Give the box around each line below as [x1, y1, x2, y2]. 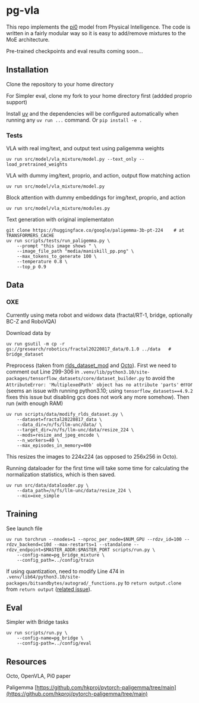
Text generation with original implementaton [6, 216, 114, 223]
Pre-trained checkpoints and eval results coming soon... [6, 47, 144, 54]
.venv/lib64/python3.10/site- [6, 574, 81, 580]
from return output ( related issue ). [6, 585, 92, 593]
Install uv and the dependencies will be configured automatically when [6, 110, 179, 117]
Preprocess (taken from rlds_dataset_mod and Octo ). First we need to [6, 362, 177, 369]
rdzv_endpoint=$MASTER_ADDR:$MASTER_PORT [6, 546, 110, 553]
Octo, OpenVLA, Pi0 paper [6, 673, 71, 680]
